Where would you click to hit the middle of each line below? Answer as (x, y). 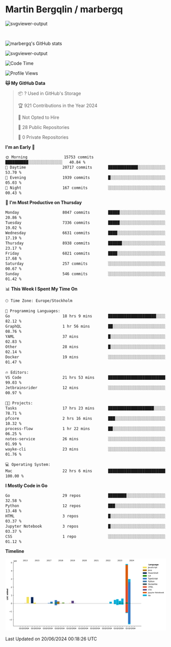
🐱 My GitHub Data (26, 83)
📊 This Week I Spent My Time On (41, 289)
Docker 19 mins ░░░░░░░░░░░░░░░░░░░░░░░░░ (86, 357)
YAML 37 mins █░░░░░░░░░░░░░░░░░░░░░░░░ (86, 336)
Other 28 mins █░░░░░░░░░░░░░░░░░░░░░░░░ (86, 347)
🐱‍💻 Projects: (19, 403)
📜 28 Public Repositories (44, 127)
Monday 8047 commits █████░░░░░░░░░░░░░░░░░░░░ (86, 212)
